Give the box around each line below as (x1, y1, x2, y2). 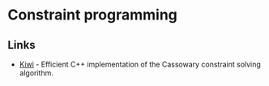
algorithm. (19, 68, 53, 78)
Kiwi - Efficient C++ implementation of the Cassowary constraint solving (19, 59, 261, 69)
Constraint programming (7, 6, 177, 24)
